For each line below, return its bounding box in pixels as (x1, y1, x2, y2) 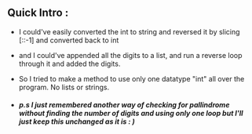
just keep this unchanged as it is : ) (18, 117, 135, 126)
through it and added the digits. (18, 59, 121, 68)
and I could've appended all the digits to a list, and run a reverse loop (18, 50, 243, 60)
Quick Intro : (7, 6, 69, 20)
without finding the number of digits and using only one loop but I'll (18, 109, 244, 118)
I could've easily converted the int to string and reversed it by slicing (18, 27, 240, 36)
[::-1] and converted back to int (18, 35, 119, 45)
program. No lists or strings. (18, 82, 110, 92)
